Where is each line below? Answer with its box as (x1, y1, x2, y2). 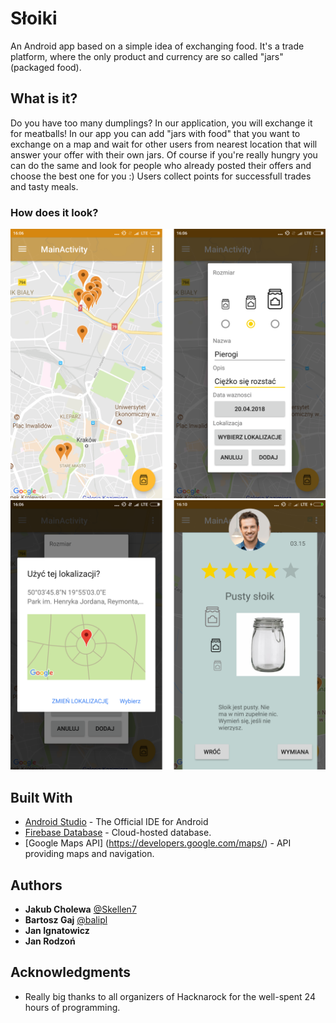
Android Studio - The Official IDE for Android (24, 816, 209, 828)
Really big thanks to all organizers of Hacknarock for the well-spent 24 (24, 990, 316, 1002)
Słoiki (10, 7, 58, 30)
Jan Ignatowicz (24, 924, 90, 936)
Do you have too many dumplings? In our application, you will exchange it (10, 117, 313, 129)
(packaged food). (10, 61, 82, 73)
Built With (10, 789, 73, 806)
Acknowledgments (10, 964, 132, 981)
